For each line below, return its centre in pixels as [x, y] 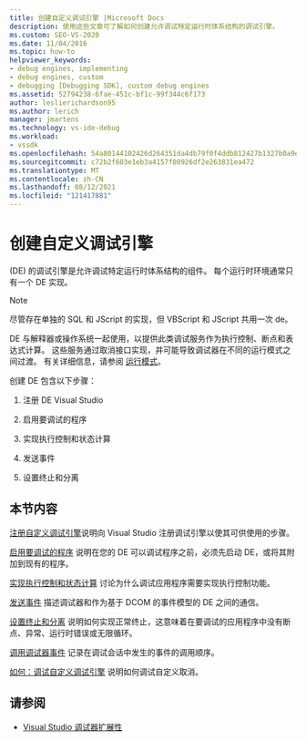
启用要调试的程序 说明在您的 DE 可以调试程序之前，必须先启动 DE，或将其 [148, 551]
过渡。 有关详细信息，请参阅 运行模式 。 [91, 361]
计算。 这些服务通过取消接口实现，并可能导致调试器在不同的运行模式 [154, 350]
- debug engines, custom [56, 77]
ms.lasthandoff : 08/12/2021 [63, 188]
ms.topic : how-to [42, 52]
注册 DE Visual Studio [63, 400]
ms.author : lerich [44, 111]
